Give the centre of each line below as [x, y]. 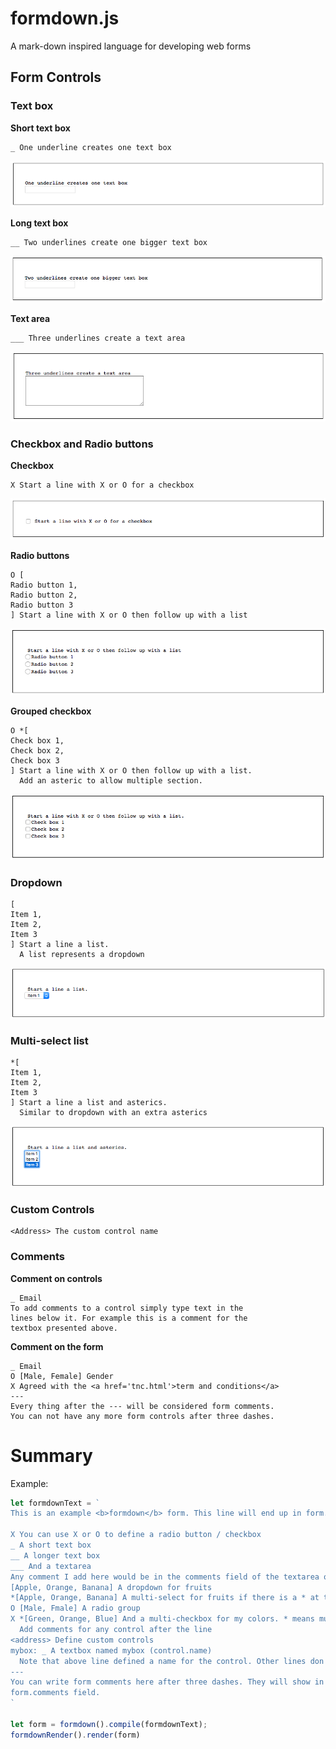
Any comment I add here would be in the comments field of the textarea [165, 1577]
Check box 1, [37, 740]
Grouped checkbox [51, 711]
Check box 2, [37, 750]
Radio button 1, [44, 585]
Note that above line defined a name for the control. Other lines [163, 1661]
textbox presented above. [64, 1328]
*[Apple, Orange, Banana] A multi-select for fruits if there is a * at [165, 1598]
